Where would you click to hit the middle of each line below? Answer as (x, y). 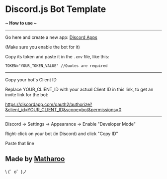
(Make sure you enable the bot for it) (43, 47)
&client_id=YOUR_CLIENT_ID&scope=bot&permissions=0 (63, 109)
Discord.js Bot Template (56, 9)
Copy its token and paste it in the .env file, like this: (57, 56)
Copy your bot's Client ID (31, 80)
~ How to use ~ (21, 23)
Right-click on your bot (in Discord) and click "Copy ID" (62, 134)
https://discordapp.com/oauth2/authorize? (49, 104)
